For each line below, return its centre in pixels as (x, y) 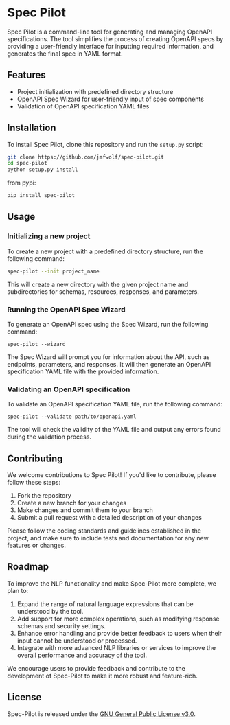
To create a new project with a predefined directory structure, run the (105, 251)
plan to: (18, 590)
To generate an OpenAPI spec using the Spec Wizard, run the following (108, 324)
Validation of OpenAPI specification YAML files (83, 106)
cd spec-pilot (27, 163)
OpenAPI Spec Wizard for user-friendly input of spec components (111, 99)
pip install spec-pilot (41, 196)
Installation (32, 128)
